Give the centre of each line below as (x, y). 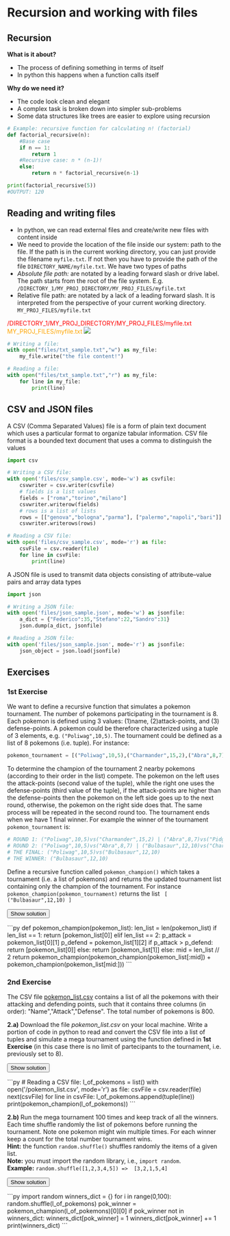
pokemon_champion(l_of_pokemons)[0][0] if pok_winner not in (96, 1211)
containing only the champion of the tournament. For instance (94, 886)
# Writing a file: (33, 344)
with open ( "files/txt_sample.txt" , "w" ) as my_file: (82, 350)
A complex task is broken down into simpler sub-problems (99, 109)
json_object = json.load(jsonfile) (70, 651)
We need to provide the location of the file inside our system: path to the (119, 244)
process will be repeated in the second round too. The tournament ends (108, 813)
